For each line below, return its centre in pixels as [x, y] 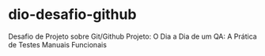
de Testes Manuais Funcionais [57, 44]
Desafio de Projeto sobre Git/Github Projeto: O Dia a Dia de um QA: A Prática [132, 36]
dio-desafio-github [72, 15]
